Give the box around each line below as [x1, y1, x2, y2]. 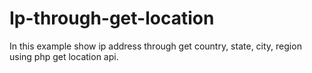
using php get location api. [9, 50, 119, 62]
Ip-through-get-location [9, 7, 215, 30]
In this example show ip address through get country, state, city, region [9, 40, 302, 52]
